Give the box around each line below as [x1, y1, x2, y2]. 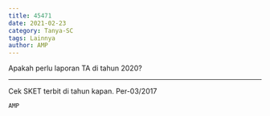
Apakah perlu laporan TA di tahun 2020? [8, 63, 142, 73]
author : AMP [8, 42, 48, 50]
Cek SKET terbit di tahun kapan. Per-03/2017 [8, 86, 157, 96]
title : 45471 [8, 11, 52, 20]
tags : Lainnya [8, 34, 56, 42]
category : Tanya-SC [8, 26, 74, 34]
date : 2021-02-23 [8, 19, 67, 27]
